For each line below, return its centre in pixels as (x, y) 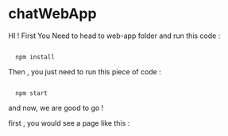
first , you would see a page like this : (69, 123)
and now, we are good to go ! (56, 108)
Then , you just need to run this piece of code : (85, 71)
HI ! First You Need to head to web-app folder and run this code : (114, 36)
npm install (35, 57)
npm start (31, 93)
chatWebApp (52, 14)
